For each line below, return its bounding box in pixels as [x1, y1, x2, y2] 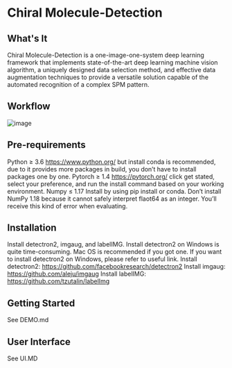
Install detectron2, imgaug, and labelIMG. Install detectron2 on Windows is [7, 240, 220, 249]
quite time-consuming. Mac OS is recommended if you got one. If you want [7, 248, 222, 256]
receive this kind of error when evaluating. [7, 201, 128, 210]
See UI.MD [7, 354, 38, 362]
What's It [7, 33, 48, 44]
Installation [7, 222, 57, 234]
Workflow [7, 101, 51, 112]
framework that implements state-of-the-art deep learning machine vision [7, 58, 218, 67]
